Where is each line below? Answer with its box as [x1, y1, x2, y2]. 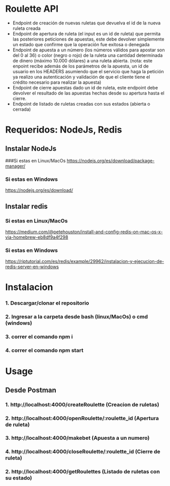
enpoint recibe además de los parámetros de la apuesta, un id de [12, 63, 149, 69]
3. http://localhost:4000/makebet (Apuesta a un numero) [5, 435, 150, 442]
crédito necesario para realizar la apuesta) [12, 79, 101, 85]
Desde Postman [5, 385, 57, 394]
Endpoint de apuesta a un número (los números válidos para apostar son [12, 47, 165, 53]
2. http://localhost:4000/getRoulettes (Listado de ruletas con [5, 468, 160, 475]
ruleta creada [12, 25, 41, 31]
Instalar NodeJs [5, 144, 57, 153]
